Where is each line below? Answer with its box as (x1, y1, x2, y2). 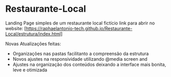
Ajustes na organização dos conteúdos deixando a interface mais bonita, (12, 61, 166, 67)
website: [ (5, 25, 27, 31)
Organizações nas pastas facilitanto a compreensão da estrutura (12, 50, 149, 57)
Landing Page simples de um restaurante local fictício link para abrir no (5, 20, 155, 26)
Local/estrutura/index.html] (5, 31, 63, 37)
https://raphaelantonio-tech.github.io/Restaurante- (26, 25, 133, 31)
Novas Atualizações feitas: (5, 40, 61, 46)
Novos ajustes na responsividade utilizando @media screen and (12, 56, 148, 62)
